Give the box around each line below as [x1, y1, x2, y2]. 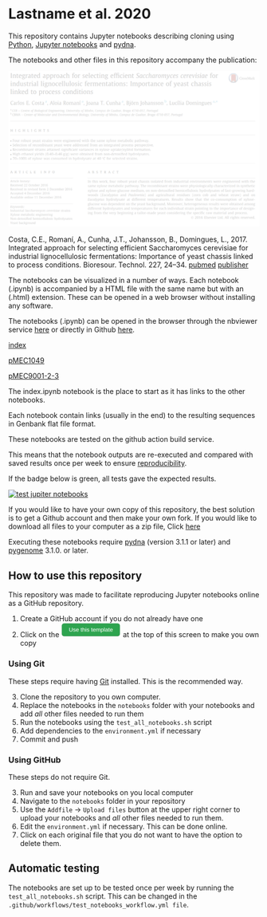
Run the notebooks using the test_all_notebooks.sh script [19, 717, 213, 726]
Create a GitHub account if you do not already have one [19, 614, 203, 624]
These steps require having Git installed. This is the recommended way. [8, 676, 243, 686]
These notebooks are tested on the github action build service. [8, 435, 214, 444]
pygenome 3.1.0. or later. [8, 545, 89, 555]
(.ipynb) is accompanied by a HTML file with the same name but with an [8, 284, 245, 293]
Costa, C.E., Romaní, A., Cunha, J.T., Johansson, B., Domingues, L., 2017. [8, 234, 248, 244]
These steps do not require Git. [8, 772, 110, 781]
